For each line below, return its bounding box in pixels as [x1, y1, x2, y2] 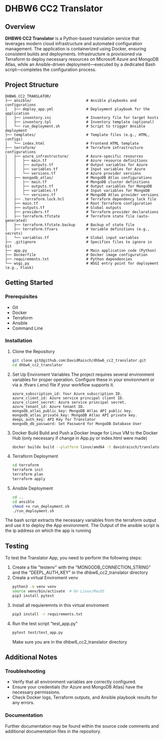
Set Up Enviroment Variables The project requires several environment [12, 371, 155, 377]
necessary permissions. [12, 689, 61, 695]
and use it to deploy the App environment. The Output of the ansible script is [5, 523, 160, 528]
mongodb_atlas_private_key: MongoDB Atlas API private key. [12, 412, 138, 418]
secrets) [5, 231, 23, 236]
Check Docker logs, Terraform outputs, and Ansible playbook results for [12, 694, 158, 700]
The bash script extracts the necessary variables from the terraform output [5, 517, 157, 523]
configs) [5, 137, 23, 142]
